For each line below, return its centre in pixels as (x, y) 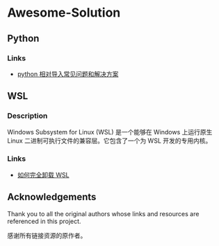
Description (27, 116)
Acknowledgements (52, 197)
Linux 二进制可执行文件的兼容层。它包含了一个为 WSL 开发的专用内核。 (109, 141)
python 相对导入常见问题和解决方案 (68, 73)
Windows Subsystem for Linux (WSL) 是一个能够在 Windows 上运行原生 (110, 132)
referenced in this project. (44, 221)
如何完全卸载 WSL (43, 175)
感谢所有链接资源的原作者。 (47, 235)
